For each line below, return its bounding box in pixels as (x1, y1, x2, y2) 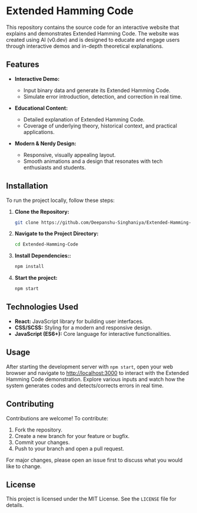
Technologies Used (6, 302, 78, 312)
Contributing (6, 399, 54, 409)
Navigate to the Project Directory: (14, 230, 99, 237)
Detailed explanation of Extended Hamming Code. (23, 116, 145, 123)
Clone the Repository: (14, 208, 69, 215)
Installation (6, 181, 48, 191)
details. (6, 502, 24, 509)
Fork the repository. (14, 426, 63, 433)
